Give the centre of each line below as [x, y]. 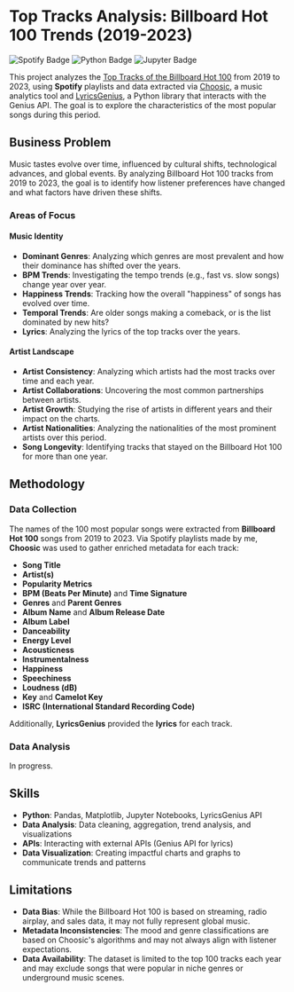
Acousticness [48, 650]
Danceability [46, 631]
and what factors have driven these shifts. [86, 192]
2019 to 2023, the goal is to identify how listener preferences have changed [147, 183]
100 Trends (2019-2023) [101, 35]
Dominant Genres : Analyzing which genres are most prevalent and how [153, 256]
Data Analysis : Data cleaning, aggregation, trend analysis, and [136, 824]
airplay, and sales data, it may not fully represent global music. [136, 921]
